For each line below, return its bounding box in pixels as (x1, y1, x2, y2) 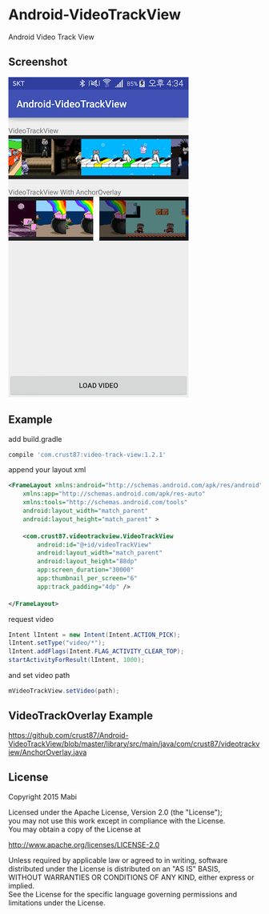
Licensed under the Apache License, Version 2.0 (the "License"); (8, 807, 223, 817)
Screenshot (8, 55, 68, 69)
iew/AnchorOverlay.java (8, 747, 87, 757)
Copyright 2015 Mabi (8, 792, 78, 801)
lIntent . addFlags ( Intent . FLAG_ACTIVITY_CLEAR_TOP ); (8, 647, 184, 655)
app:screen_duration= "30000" (37, 566, 134, 574)
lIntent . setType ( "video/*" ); (8, 639, 106, 647)
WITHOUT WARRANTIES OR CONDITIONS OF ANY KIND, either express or (8, 872, 255, 882)
